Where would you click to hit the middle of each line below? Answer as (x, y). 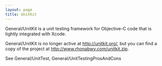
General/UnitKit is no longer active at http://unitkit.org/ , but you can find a (81, 43)
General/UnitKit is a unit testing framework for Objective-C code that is (78, 28)
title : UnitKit (21, 14)
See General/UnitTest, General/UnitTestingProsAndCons (63, 58)
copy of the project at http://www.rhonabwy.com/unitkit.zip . (67, 49)
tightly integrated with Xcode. (36, 34)
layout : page (19, 10)
